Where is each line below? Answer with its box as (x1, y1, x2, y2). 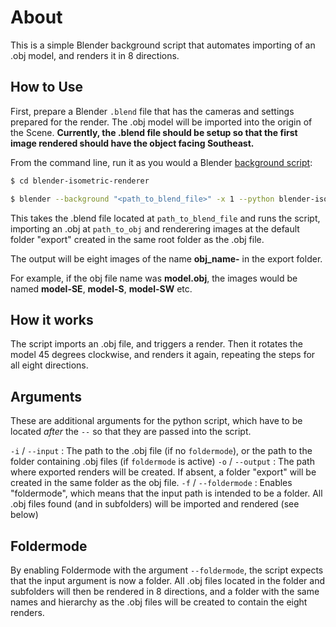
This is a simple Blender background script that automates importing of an (10, 39, 316, 51)
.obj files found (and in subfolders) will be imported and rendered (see (10, 498, 300, 510)
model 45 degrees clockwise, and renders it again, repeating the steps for (10, 349, 316, 361)
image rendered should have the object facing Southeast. (10, 137, 255, 149)
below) (10, 509, 39, 521)
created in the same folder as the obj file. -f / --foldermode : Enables (10, 477, 293, 489)
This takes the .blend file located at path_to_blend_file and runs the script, (10, 212, 321, 224)
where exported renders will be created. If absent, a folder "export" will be (10, 466, 317, 478)
